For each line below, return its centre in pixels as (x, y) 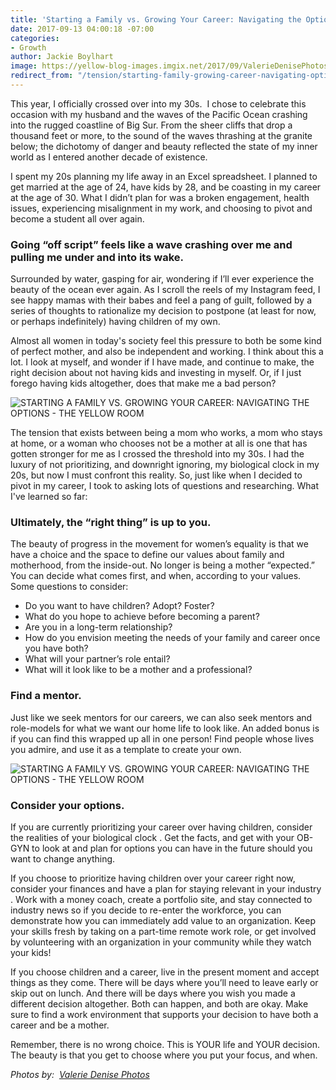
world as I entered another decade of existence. (109, 157)
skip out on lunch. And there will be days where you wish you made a (153, 993)
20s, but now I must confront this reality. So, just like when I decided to (156, 475)
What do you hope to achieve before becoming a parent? (142, 617)
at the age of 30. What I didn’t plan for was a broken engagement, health (160, 197)
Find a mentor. (46, 696)
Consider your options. (67, 805)
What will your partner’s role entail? (97, 659)
